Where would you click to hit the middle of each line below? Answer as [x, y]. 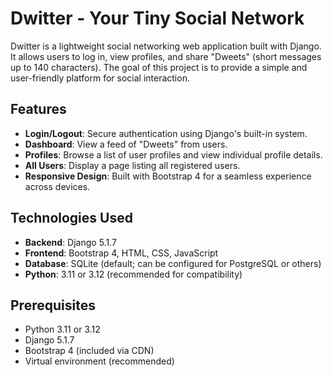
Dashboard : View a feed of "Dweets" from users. [126, 144]
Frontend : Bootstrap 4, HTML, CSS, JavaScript [121, 253]
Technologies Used [71, 218]
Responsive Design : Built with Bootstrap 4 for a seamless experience [168, 176]
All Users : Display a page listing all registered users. [132, 165]
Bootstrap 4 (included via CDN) [89, 351]
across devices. [57, 186]
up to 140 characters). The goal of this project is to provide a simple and [159, 67]
